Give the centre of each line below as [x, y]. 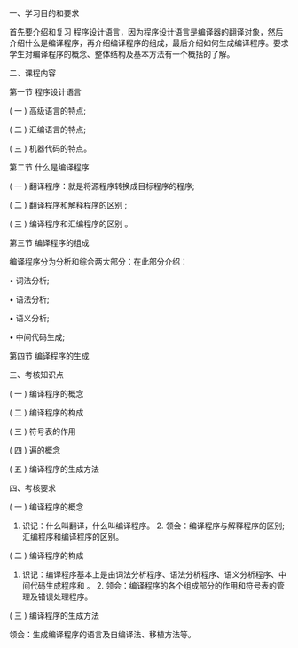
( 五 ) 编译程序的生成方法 [55, 469]
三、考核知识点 [36, 375]
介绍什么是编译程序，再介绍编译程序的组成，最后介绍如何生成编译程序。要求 [149, 43]
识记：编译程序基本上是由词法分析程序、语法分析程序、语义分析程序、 [150, 574]
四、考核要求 [32, 488]
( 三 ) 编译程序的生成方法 [55, 616]
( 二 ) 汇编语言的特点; [48, 130]
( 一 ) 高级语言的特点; [48, 111]
